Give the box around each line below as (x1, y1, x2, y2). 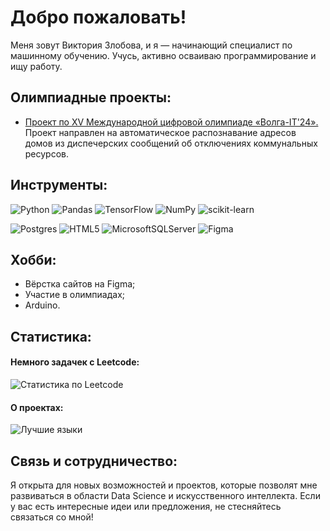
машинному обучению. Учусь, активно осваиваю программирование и (10, 49, 317, 61)
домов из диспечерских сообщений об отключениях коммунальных (24, 137, 318, 149)
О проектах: (10, 401, 64, 413)
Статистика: (10, 328, 92, 345)
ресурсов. (24, 147, 70, 160)
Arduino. (24, 299, 61, 311)
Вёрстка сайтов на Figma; (24, 278, 136, 290)
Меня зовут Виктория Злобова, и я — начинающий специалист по (10, 39, 293, 51)
